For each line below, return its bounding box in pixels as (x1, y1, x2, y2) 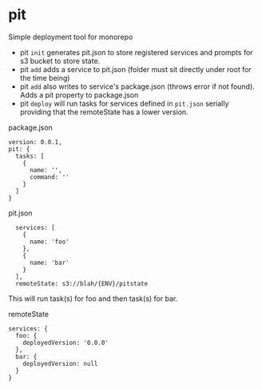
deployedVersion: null (22, 359, 98, 367)
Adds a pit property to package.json (19, 90, 139, 99)
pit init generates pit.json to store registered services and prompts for (19, 47, 253, 57)
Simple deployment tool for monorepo (8, 32, 133, 42)
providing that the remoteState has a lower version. (19, 106, 189, 117)
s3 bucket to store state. (19, 56, 101, 66)
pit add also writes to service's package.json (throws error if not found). (19, 82, 256, 91)
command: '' (29, 173, 69, 181)
